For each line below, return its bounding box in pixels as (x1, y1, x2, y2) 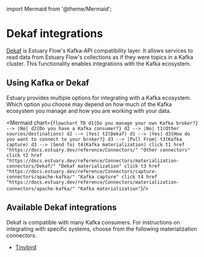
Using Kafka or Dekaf (6, 78, 89, 88)
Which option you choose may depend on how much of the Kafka (6, 101, 172, 108)
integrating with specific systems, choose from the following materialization (6, 225, 197, 232)
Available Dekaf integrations (6, 202, 117, 213)
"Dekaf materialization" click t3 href (58, 163, 161, 169)
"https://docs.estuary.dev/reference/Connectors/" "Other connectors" (6, 147, 191, 153)
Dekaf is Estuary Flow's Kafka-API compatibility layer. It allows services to (6, 47, 193, 54)
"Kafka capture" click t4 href (77, 174, 157, 180)
